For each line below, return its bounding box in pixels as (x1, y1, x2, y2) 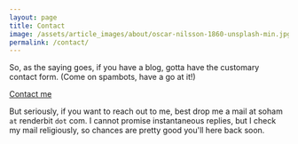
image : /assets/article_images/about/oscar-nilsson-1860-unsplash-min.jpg (9, 29, 292, 38)
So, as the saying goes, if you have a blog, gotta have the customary (9, 62, 260, 73)
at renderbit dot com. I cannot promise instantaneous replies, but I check (9, 116, 277, 126)
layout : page (9, 12, 58, 22)
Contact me (9, 89, 52, 100)
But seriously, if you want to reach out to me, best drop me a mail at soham (9, 106, 284, 116)
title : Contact (9, 21, 66, 30)
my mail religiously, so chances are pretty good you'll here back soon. (9, 125, 265, 136)
